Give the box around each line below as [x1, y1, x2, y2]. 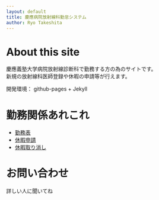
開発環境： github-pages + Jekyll [6, 85, 88, 92]
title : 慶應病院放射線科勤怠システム [6, 14, 87, 20]
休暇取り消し [14, 144, 46, 151]
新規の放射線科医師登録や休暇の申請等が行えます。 [6, 73, 131, 80]
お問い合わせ [6, 167, 69, 180]
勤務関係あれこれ [6, 108, 90, 122]
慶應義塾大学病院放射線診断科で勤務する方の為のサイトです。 [6, 66, 157, 73]
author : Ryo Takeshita [6, 20, 62, 25]
